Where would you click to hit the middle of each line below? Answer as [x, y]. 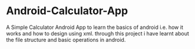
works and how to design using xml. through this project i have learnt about [98, 33]
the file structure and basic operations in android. [66, 40]
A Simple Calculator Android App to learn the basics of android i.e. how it [95, 27]
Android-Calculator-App [67, 11]
